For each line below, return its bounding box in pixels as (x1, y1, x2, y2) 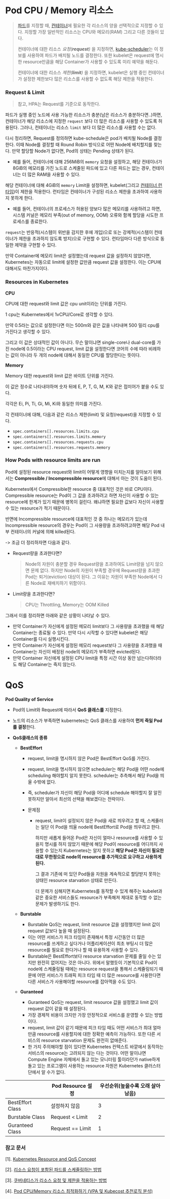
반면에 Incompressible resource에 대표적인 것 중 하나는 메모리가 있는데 (5, 516, 148, 522)
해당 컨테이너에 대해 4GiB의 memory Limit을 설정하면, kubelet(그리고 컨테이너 (5, 182, 157, 188)
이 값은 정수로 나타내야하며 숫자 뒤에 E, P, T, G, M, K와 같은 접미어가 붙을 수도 (5, 383, 159, 389)
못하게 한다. (10, 195, 34, 201)
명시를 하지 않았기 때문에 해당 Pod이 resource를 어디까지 (45, 841, 158, 847)
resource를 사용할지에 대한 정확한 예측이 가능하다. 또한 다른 (37, 1031, 156, 1037)
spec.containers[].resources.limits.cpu (12, 429, 99, 434)
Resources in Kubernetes (5, 278, 69, 286)
